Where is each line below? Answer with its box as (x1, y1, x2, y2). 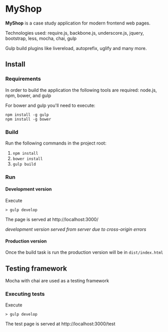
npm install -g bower (5, 116, 52, 122)
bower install (12, 156, 43, 161)
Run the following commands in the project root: (5, 140, 107, 146)
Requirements (5, 75, 41, 82)
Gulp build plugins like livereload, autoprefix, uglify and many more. (5, 45, 147, 51)
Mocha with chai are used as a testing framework (5, 278, 109, 284)
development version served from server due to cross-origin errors (5, 226, 147, 232)
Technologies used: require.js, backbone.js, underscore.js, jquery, (5, 30, 145, 36)
